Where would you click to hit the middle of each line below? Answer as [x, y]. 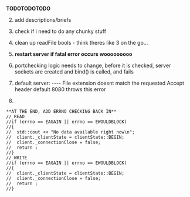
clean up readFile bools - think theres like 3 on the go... [81, 43]
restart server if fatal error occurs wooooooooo [73, 54]
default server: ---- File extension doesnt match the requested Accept [99, 83]
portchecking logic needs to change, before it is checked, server [93, 65]
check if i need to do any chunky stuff [60, 31]
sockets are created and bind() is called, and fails [74, 72]
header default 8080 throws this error [60, 89]
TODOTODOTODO [28, 9]
